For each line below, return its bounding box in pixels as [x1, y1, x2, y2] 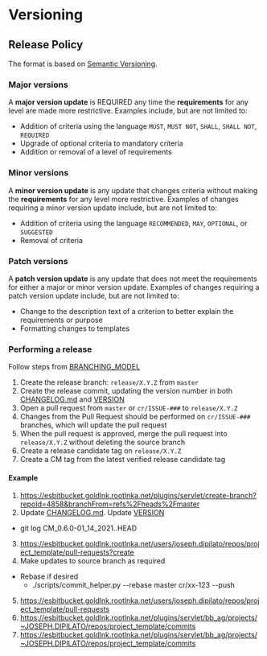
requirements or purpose [19, 315, 103, 324]
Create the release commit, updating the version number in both [19, 386, 233, 396]
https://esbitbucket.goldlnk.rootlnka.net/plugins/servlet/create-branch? [19, 491, 257, 501]
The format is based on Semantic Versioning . [8, 59, 158, 68]
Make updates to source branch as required [19, 556, 166, 566]
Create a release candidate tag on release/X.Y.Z [19, 446, 182, 456]
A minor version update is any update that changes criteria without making [8, 185, 258, 195]
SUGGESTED [19, 228, 54, 237]
